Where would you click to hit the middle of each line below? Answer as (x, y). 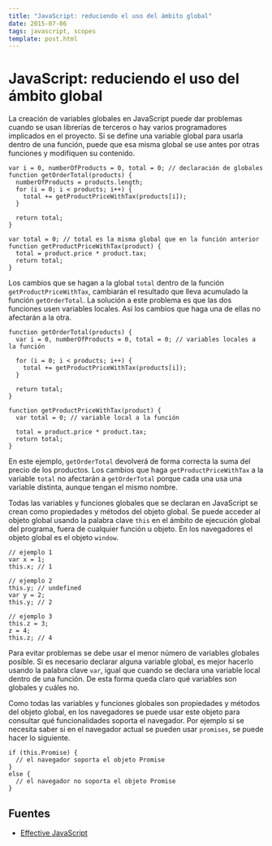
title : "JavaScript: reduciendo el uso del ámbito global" (110, 16)
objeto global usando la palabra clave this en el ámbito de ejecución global (134, 521)
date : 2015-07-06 (38, 24)
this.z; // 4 (30, 638)
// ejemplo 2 (30, 581)
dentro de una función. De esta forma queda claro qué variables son (123, 679)
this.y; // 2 (30, 603)
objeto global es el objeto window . (64, 538)
